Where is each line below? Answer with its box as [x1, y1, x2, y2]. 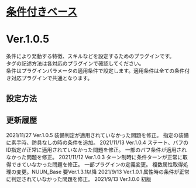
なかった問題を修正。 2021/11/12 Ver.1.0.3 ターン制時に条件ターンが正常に [6, 153, 183, 161]
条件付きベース [6, 5, 78, 19]
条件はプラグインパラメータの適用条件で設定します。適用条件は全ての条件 [6, 67, 185, 74]
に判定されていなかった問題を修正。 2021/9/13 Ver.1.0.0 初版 [6, 176, 152, 183]
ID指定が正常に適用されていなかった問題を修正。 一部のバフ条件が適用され [6, 146, 187, 153]
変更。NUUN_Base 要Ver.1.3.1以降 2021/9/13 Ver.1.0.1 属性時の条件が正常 [16, 168, 190, 176]
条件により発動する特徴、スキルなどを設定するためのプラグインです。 [6, 53, 175, 60]
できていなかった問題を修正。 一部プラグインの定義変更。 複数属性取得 [11, 161, 183, 168]
